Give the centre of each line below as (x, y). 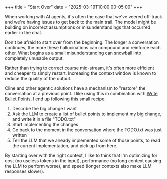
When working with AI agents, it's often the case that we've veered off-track (83, 17)
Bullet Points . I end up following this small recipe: (55, 99)
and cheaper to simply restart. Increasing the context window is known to (81, 73)
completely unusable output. (34, 58)
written (20, 135)
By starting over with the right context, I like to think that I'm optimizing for (81, 155)
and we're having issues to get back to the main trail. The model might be (81, 22)
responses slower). (25, 171)
